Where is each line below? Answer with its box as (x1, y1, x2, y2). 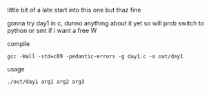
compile (7, 40, 30, 47)
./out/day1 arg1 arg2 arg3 (7, 78, 85, 85)
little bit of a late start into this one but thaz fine (7, 6, 141, 14)
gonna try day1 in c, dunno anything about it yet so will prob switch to (7, 19, 205, 27)
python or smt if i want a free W (7, 27, 97, 34)
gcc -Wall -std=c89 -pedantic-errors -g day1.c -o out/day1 (7, 53, 184, 60)
